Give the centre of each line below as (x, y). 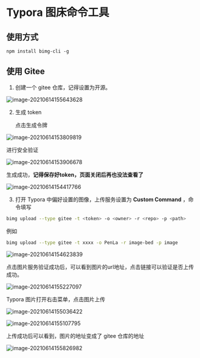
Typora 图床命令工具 (58, 13)
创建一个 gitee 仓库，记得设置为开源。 (63, 87)
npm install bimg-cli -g (38, 51)
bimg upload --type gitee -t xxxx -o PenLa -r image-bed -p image (92, 242)
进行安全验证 (22, 149)
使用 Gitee (26, 72)
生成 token (28, 112)
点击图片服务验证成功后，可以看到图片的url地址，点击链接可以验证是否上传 (100, 267)
